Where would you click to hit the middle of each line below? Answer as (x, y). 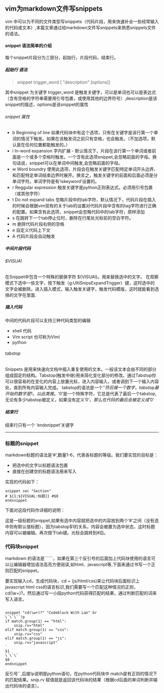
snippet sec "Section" (28, 491)
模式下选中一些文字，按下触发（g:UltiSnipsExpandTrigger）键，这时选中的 (80, 283)
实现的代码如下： (22, 482)
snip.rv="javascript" (36, 642)
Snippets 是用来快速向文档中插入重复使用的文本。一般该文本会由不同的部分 (81, 369)
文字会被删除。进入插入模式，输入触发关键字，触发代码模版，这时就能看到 (80, 289)
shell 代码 (22, 330)
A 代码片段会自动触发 (33, 236)
